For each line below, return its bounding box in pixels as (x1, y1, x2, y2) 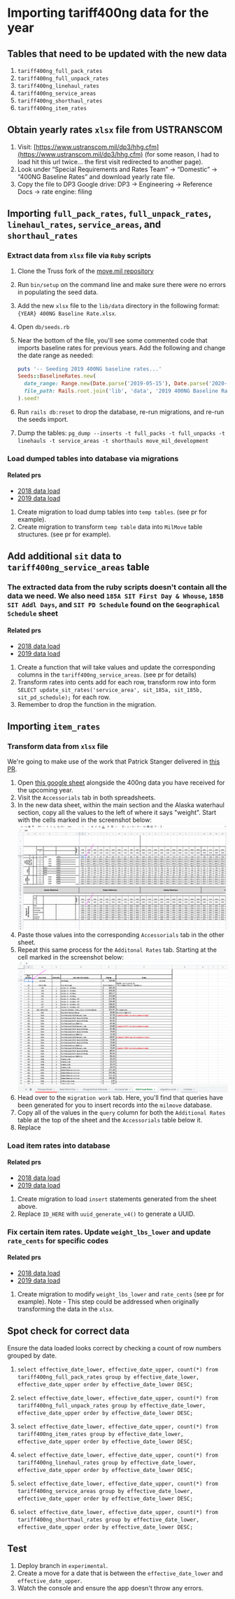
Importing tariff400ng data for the (7, 5, 209, 21)
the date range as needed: (17, 351, 94, 359)
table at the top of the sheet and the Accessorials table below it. (17, 1115, 203, 1124)
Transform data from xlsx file (7, 741, 108, 751)
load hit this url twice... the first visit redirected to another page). (17, 157, 204, 166)
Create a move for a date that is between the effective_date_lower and (17, 1569, 223, 1577)
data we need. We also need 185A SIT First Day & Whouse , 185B (7, 591, 224, 601)
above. (17, 1202, 38, 1210)
